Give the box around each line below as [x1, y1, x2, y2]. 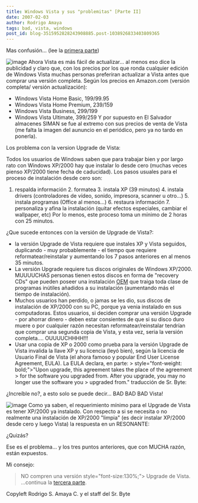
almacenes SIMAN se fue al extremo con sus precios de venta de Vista [14, 120, 188, 127]
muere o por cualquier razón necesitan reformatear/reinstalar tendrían [14, 322, 186, 329]
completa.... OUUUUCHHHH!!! [14, 335, 89, 342]
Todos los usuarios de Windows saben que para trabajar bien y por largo [6, 156, 183, 163]
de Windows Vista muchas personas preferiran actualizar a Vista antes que [6, 71, 189, 78]
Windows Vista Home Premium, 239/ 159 [14, 101, 113, 108]
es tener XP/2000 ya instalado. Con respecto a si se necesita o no [6, 408, 167, 415]
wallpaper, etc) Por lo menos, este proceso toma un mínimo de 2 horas [14, 211, 187, 218]
